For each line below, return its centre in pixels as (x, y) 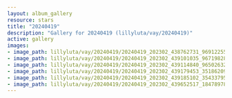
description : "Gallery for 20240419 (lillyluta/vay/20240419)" (100, 33)
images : (18, 46)
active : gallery (30, 39)
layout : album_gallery (40, 13)
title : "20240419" (33, 26)
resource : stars (30, 20)
